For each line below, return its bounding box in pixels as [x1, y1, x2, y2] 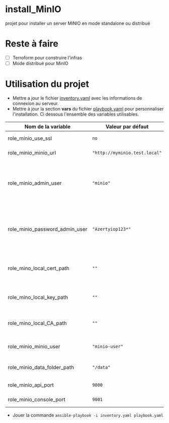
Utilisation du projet [5, 78, 90, 90]
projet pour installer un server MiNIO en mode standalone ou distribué [5, 20, 150, 26]
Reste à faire [5, 38, 59, 49]
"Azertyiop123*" [92, 226, 131, 232]
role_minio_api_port [8, 381, 54, 388]
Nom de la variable [24, 123, 71, 130]
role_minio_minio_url [8, 149, 56, 156]
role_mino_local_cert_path [8, 265, 69, 272]
